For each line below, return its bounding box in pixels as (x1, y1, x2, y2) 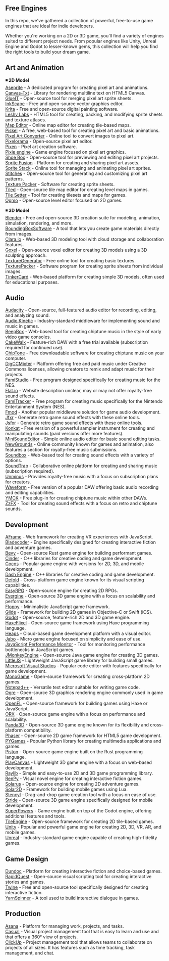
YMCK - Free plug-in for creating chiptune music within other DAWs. (5, 495, 148, 501)
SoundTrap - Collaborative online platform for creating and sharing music (5, 463, 157, 469)
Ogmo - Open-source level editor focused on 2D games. (5, 197, 123, 203)
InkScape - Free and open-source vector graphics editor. (5, 101, 124, 107)
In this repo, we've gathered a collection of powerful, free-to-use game (5, 17, 153, 23)
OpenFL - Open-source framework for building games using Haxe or (5, 700, 148, 707)
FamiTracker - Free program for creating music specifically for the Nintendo (5, 398, 163, 404)
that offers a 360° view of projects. (5, 934, 78, 940)
